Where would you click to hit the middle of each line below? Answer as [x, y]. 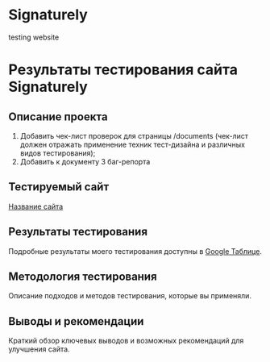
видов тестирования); [58, 153]
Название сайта [36, 206]
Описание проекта [58, 117]
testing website [34, 37]
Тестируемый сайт [59, 187]
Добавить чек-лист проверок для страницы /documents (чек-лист [134, 135]
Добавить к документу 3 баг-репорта [85, 161]
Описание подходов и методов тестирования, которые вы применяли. [130, 296]
